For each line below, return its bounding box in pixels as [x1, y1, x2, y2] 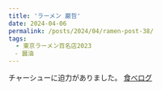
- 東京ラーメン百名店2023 [15, 42, 92, 50]
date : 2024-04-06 [8, 19, 67, 28]
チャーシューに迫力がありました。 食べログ [8, 73, 152, 82]
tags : [8, 34, 27, 43]
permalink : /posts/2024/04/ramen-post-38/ [8, 27, 154, 35]
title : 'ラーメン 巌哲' [8, 11, 81, 20]
